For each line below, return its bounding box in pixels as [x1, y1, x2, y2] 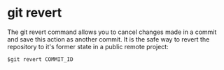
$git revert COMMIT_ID [7, 55, 73, 63]
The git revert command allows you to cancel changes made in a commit [7, 28, 217, 36]
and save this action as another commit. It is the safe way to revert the [7, 35, 210, 43]
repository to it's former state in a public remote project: [7, 42, 169, 51]
